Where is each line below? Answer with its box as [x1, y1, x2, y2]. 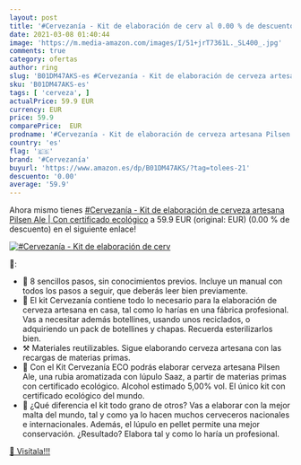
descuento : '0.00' [9, 171, 78, 180]
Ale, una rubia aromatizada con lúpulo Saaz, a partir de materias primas [21, 372, 287, 382]
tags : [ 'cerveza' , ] [9, 88, 90, 97]
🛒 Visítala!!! [9, 446, 51, 457]
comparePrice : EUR [9, 122, 82, 131]
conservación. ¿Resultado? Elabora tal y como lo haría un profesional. [21, 428, 280, 440]
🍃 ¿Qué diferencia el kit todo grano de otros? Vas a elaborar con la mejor [21, 400, 291, 411]
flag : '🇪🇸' [9, 146, 54, 155]
